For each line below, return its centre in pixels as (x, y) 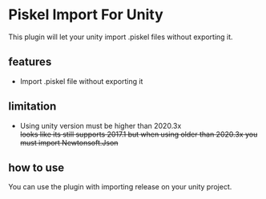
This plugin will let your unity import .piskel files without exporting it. (121, 37)
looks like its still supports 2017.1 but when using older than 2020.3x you (139, 134)
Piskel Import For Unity (86, 15)
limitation (32, 107)
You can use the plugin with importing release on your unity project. (120, 187)
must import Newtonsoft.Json (69, 142)
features (30, 62)
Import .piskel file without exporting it (81, 81)
